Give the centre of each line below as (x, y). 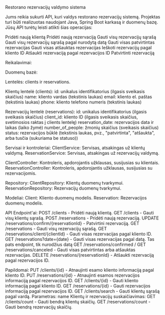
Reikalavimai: (19, 62)
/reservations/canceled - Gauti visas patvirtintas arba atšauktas (70, 250)
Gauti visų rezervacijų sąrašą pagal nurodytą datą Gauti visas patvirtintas (80, 42)
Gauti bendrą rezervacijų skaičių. (39, 307)
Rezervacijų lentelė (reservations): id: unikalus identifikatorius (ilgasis (76, 112)
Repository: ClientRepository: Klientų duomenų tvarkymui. (64, 183)
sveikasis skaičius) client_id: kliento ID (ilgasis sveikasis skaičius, (72, 117)
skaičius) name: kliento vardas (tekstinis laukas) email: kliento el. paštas (79, 97)
